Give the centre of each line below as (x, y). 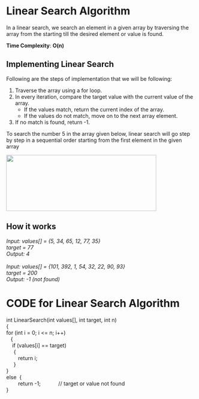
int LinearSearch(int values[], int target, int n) (61, 320)
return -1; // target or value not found (71, 383)
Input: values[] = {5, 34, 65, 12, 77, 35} (53, 241)
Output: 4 (18, 254)
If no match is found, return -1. (52, 122)
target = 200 (22, 273)
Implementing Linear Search (60, 64)
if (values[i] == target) (39, 345)
